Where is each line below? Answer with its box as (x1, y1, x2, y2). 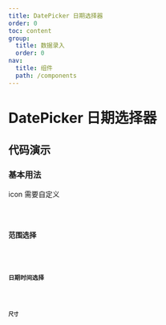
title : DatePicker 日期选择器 (8, 11, 103, 20)
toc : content (8, 27, 52, 35)
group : (8, 34, 30, 43)
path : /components (15, 72, 78, 80)
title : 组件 (15, 64, 54, 72)
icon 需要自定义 (8, 189, 60, 199)
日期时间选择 (8, 274, 44, 282)
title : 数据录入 (15, 42, 66, 50)
